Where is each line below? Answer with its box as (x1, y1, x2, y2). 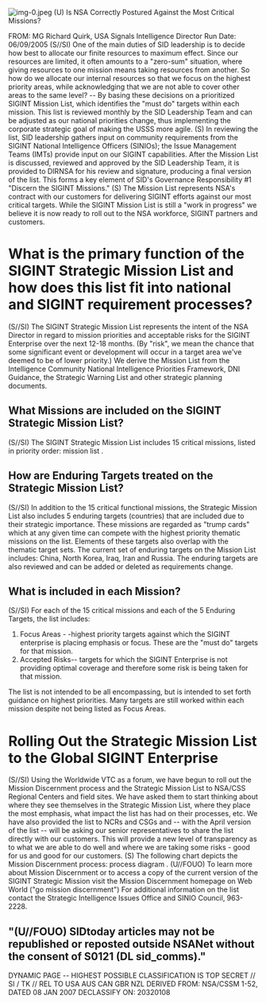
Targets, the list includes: (8, 614, 91, 624)
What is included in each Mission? (8, 584, 181, 598)
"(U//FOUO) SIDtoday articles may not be (8, 924, 215, 938)
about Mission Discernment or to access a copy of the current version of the (8, 868, 259, 877)
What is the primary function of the (8, 245, 245, 263)
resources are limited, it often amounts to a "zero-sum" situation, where (8, 56, 243, 66)
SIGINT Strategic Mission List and (8, 262, 234, 280)
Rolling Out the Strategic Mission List (8, 732, 257, 750)
